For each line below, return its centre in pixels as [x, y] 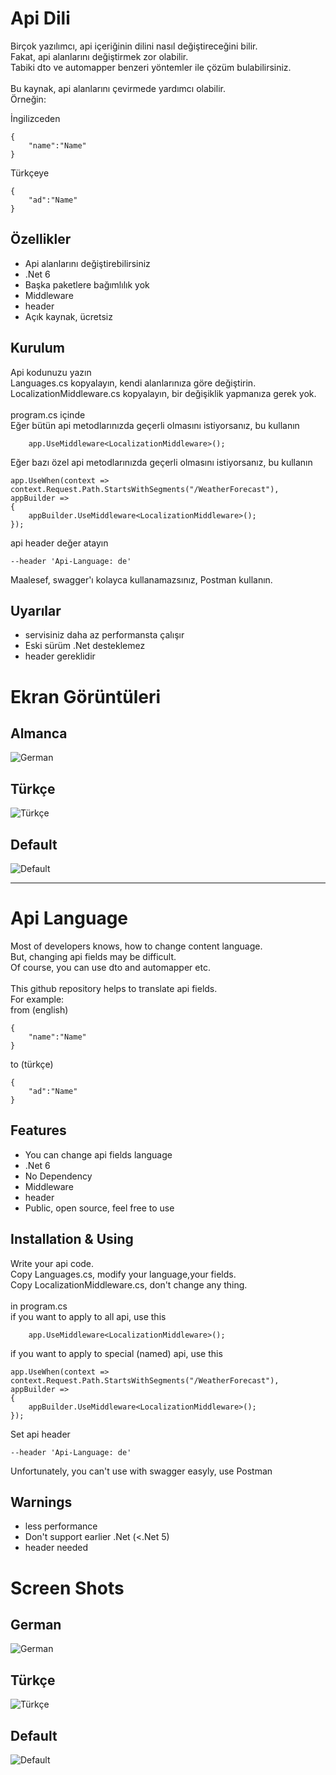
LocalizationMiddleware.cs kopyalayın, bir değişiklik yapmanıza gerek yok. [163, 393]
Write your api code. [52, 1263]
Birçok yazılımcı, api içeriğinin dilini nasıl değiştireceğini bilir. [134, 46]
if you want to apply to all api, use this [88, 1316]
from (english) [39, 1009]
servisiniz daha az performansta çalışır [104, 635]
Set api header [40, 1434]
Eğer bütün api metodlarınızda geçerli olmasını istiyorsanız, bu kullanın [155, 425]
